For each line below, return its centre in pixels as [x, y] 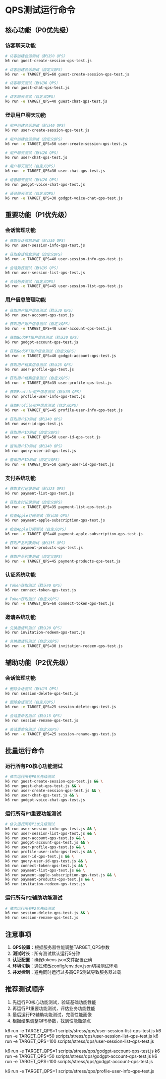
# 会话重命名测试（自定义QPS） [33, 729]
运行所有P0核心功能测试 [34, 766]
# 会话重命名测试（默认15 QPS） [34, 716]
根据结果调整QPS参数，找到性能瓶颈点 [52, 1020]
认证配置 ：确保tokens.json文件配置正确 [52, 959]
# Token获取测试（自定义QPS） [33, 599]
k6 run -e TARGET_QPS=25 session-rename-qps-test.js [61, 734]
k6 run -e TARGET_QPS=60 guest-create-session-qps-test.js [67, 74]
